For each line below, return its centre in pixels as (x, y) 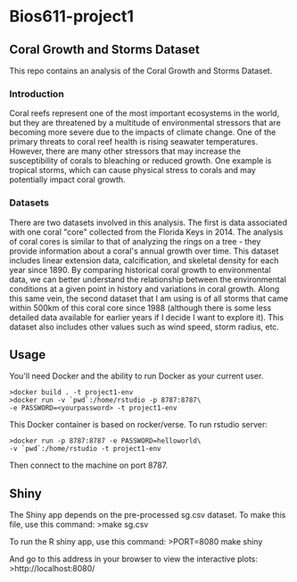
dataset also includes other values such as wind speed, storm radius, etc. (144, 327)
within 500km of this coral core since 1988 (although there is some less (140, 308)
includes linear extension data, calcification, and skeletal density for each (144, 260)
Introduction (37, 94)
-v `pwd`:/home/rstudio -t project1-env (86, 449)
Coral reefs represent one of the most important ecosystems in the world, (144, 113)
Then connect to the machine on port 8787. (89, 465)
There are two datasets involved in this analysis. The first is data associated (148, 222)
